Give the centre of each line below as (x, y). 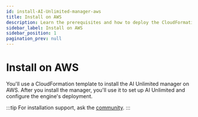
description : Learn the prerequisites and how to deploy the (83, 22)
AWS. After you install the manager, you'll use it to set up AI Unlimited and (96, 90)
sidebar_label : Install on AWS (44, 28)
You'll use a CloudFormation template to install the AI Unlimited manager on (98, 84)
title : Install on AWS (34, 17)
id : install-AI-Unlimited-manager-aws (54, 11)
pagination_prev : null (34, 39)
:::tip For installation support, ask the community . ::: (68, 107)
